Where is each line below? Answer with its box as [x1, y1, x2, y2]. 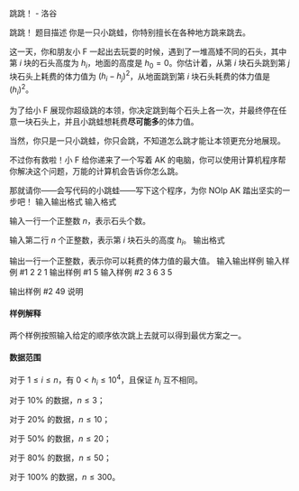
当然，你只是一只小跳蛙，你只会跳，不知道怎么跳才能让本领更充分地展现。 [9, 134, 285, 146]
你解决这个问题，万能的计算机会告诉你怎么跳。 [9, 165, 183, 176]
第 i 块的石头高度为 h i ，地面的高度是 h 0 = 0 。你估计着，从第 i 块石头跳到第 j [9, 58, 290, 70]
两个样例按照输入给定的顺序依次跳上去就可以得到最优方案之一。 [9, 329, 246, 340]
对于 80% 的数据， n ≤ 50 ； [9, 452, 113, 463]
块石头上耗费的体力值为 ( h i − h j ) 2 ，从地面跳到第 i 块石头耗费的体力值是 [9, 69, 271, 84]
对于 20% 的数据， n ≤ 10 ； [9, 414, 111, 425]
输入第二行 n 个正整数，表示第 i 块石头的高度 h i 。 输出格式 [9, 234, 225, 247]
